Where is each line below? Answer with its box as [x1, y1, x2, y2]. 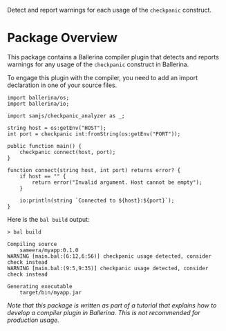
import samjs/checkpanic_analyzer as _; [7, 112, 126, 120]
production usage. [7, 316, 60, 324]
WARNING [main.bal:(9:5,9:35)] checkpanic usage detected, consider [7, 265, 209, 272]
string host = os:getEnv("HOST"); [7, 124, 107, 131]
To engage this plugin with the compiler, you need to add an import [7, 73, 198, 82]
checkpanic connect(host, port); [19, 149, 116, 155]
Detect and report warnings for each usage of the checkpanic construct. [7, 6, 212, 14]
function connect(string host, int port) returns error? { [7, 167, 181, 173]
